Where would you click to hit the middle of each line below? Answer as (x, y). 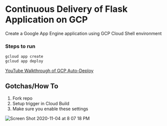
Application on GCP (47, 20)
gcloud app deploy (24, 61)
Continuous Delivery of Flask (67, 9)
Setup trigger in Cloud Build (41, 103)
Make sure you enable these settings (50, 109)
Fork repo (22, 98)
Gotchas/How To (32, 86)
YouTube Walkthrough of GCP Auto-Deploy (49, 70)
